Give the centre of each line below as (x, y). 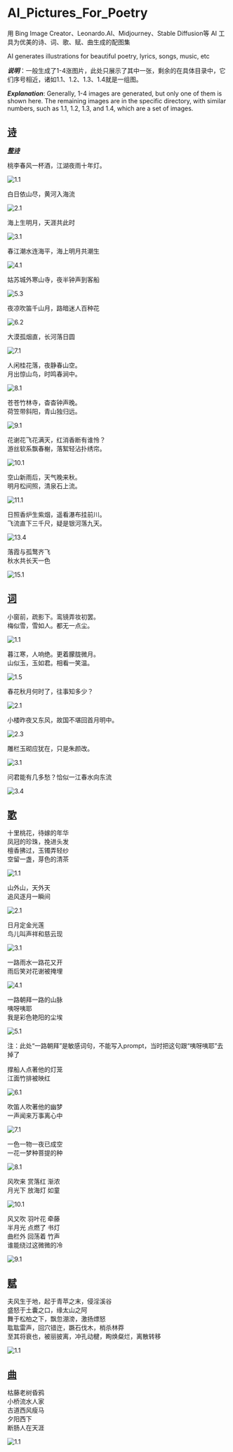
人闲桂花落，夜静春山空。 (44, 365)
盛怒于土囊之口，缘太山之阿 (47, 1310)
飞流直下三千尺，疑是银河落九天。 (56, 523)
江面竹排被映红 (29, 1078)
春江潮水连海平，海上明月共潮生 (53, 251)
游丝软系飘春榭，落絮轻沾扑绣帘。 (56, 448)
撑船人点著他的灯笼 (35, 1070)
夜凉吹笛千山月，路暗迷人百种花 (53, 308)
